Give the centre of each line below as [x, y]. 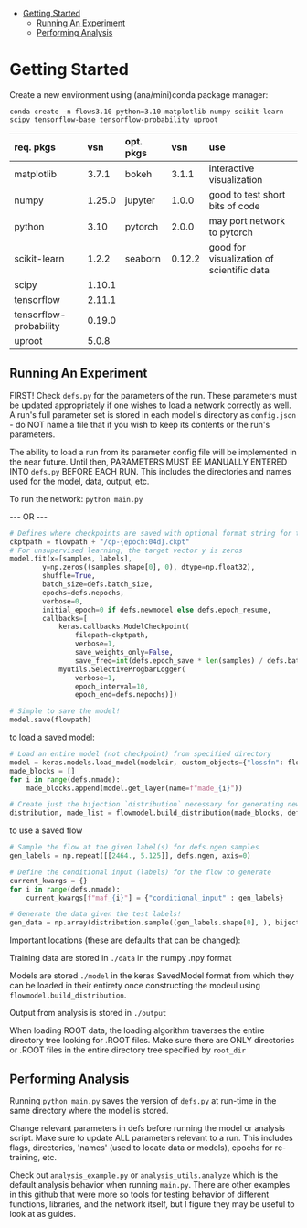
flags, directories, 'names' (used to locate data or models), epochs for [141, 1148]
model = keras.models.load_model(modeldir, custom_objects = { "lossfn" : [147, 763]
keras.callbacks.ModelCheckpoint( [124, 627]
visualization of [241, 258]
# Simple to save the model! [65, 711]
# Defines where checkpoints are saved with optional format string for [151, 533]
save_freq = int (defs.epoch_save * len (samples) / [169, 661]
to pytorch [231, 232]
